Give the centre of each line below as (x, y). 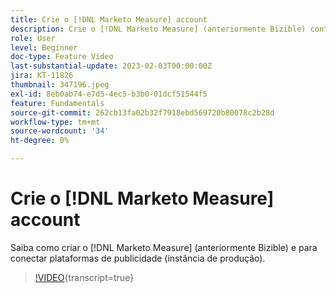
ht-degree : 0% (40, 141)
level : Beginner (44, 47)
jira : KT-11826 (42, 76)
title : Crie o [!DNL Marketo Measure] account (109, 19)
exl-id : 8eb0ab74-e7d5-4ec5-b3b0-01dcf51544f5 (109, 94)
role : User (33, 38)
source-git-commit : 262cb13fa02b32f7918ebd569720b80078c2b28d (142, 112)
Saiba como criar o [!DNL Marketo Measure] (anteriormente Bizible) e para (164, 247)
